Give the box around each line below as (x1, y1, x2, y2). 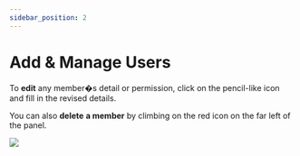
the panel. (9, 119, 47, 131)
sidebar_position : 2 (9, 13, 88, 23)
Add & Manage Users (9, 51, 171, 72)
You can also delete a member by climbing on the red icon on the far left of (9, 110, 292, 121)
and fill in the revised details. (9, 92, 117, 104)
